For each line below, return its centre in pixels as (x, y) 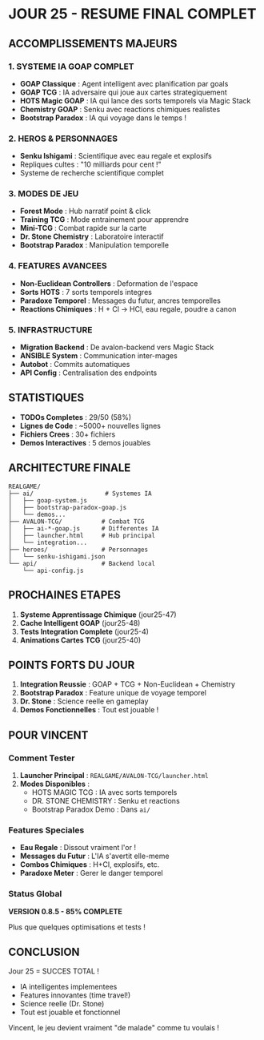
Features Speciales (46, 830)
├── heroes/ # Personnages (78, 550)
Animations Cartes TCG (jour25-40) (80, 640)
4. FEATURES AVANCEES (58, 266)
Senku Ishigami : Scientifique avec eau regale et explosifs (116, 156)
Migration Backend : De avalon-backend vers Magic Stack (117, 347)
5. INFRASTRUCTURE (50, 329)
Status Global (35, 894)
